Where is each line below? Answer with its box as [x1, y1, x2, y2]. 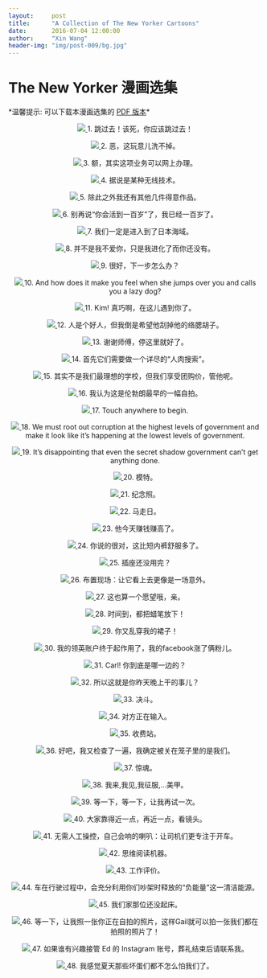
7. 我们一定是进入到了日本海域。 [87, 227, 194, 236]
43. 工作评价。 [116, 865, 165, 875]
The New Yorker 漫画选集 [8, 79, 179, 97]
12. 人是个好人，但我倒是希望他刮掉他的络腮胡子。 [56, 320, 224, 330]
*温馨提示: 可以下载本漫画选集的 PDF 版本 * [8, 107, 150, 117]
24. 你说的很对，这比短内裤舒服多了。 [77, 540, 203, 551]
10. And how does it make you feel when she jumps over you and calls [23, 278, 257, 288]
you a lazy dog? [109, 286, 162, 296]
